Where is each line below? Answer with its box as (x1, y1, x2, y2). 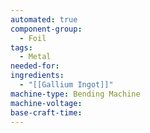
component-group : (10, 24, 83, 34)
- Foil (19, 33, 47, 43)
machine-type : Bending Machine (10, 89, 141, 99)
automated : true (10, 14, 78, 25)
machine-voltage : (10, 98, 83, 108)
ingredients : (10, 71, 65, 81)
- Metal (19, 52, 52, 62)
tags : (10, 42, 33, 53)
